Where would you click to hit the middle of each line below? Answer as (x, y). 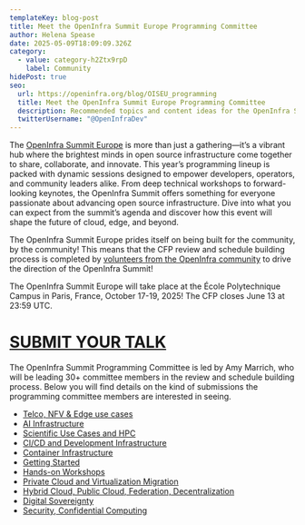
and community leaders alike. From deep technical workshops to (130, 183)
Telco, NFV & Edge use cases (78, 414)
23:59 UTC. (31, 306)
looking (24, 193)
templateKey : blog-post (54, 18)
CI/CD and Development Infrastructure (94, 443)
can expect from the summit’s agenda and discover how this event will (141, 213)
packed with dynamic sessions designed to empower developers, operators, (152, 174)
